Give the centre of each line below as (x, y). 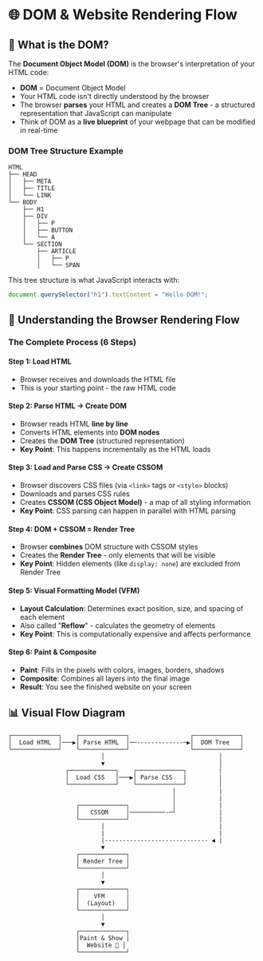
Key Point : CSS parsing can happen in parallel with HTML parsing (128, 511)
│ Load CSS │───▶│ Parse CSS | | (144, 777)
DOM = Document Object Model (73, 88)
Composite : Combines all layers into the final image (105, 678)
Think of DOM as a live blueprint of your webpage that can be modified (137, 122)
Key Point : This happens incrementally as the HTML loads (115, 449)
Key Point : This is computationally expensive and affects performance (135, 633)
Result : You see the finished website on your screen (106, 687)
